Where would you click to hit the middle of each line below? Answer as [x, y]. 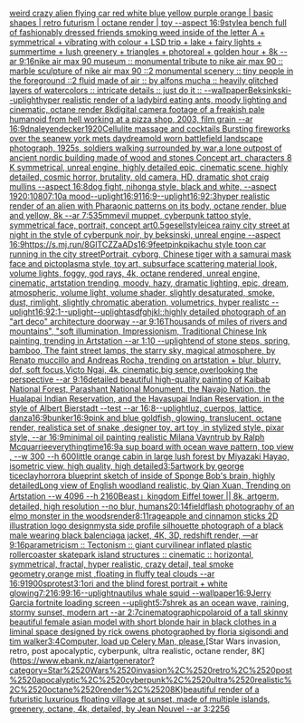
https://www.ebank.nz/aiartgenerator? [84, 660]
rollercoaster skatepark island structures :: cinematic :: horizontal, [132, 554]
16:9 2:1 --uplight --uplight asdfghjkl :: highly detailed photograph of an [161, 312]
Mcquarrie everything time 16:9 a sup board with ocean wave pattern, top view [152, 447]
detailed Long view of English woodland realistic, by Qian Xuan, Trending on [150, 485]
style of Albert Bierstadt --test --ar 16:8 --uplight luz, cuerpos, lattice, [137, 408]
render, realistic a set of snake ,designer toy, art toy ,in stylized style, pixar [147, 427]
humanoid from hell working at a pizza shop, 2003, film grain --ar [131, 119]
